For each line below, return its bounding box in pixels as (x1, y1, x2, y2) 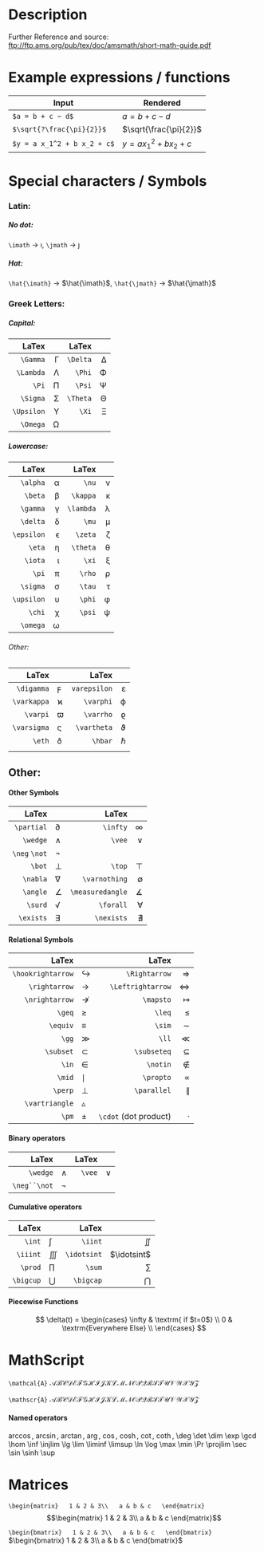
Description (8, 6, 88, 24)
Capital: (8, 317, 36, 328)
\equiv (49, 1021, 74, 1031)
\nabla (22, 875, 48, 884)
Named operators (8, 1413, 68, 1423)
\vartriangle (24, 1099, 74, 1108)
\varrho (83, 710, 113, 719)
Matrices (8, 1476, 69, 1494)
